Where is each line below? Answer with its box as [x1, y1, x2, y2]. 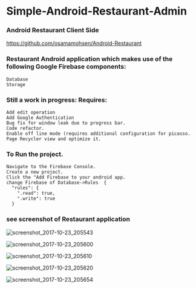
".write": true [17, 195, 56, 202]
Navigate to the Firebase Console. [6, 164, 96, 170]
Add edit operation [6, 109, 56, 116]
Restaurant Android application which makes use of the [6, 55, 173, 63]
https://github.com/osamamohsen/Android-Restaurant [6, 39, 142, 47]
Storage [6, 81, 26, 87]
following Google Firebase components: [6, 63, 126, 71]
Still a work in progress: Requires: [6, 95, 108, 104]
